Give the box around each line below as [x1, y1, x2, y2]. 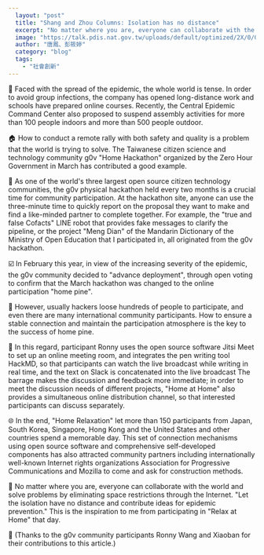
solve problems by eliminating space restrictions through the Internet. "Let [8, 490, 249, 499]
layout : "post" [15, 11, 65, 20]
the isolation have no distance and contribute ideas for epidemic [8, 498, 216, 507]
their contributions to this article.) [8, 539, 116, 548]
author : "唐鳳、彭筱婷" [15, 41, 86, 49]
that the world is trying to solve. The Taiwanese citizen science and [8, 144, 226, 154]
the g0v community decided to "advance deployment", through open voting [8, 270, 253, 279]
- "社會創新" [22, 63, 60, 71]
